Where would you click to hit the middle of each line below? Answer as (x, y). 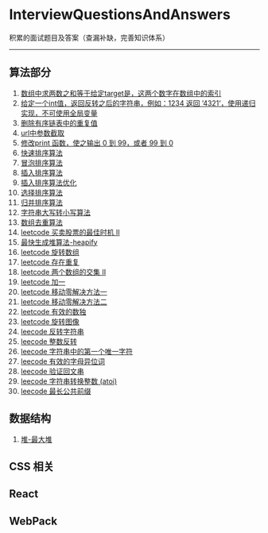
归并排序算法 (41, 202)
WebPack (33, 521)
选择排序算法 (41, 192)
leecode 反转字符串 (52, 331)
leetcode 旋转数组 (50, 252)
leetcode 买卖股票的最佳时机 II (70, 232)
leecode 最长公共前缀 (56, 391)
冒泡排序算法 (41, 162)
